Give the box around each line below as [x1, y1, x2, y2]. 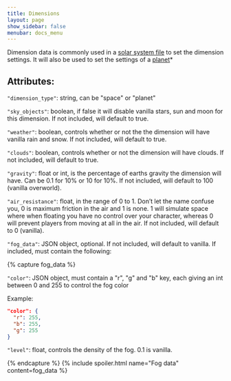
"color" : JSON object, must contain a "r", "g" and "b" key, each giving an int [7, 274, 223, 282]
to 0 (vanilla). [7, 227, 45, 235]
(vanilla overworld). [7, 184, 62, 192]
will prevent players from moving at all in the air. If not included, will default [7, 219, 219, 227]
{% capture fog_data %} [7, 260, 76, 269]
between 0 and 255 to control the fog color [7, 281, 129, 289]
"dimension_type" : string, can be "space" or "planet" [7, 94, 156, 102]
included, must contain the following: [7, 247, 112, 256]
